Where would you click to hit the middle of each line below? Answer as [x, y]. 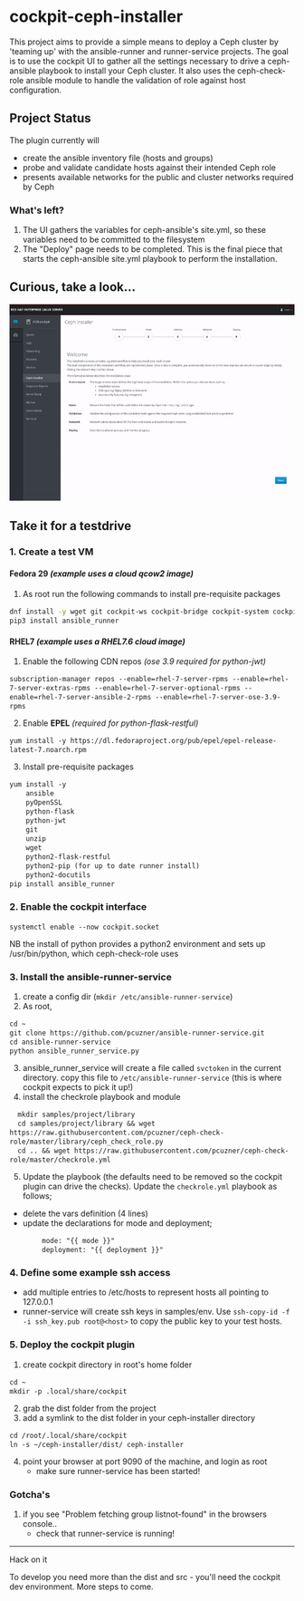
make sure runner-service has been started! [118, 1471]
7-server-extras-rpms [50, 689]
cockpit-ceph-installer [96, 17]
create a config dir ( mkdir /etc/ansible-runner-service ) [128, 997]
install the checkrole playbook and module [101, 1097]
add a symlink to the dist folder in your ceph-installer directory [139, 1418]
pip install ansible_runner [62, 884]
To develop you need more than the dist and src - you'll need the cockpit [145, 1577]
